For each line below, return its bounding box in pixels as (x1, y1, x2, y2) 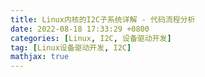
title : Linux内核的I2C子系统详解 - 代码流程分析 (10, 14, 196, 25)
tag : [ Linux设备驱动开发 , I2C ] (10, 42, 132, 53)
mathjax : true (10, 52, 70, 62)
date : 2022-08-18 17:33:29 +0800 (10, 24, 150, 34)
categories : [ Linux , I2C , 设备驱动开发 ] (10, 33, 172, 43)
